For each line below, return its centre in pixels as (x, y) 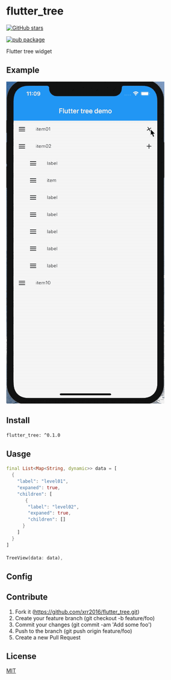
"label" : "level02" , (54, 507)
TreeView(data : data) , (35, 558)
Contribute (27, 597)
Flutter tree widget (29, 51)
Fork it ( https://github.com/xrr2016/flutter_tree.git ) (77, 612)
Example (23, 70)
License (21, 656)
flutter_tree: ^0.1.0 (33, 435)
